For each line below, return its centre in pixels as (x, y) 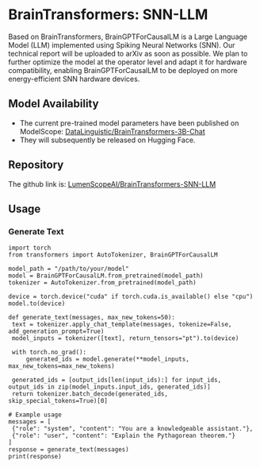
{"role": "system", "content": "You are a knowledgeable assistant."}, (132, 429)
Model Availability (54, 104)
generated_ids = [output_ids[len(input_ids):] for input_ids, (117, 380)
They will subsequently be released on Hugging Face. (107, 140)
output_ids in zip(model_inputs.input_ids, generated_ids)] (110, 387)
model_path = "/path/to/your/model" (69, 269)
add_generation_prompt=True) (56, 331)
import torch (30, 248)
